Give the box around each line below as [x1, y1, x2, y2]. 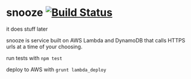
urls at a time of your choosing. [6, 43, 83, 50]
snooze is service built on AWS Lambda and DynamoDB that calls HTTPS [6, 37, 186, 44]
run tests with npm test [6, 54, 62, 61]
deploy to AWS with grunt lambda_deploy [6, 65, 107, 73]
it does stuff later [6, 25, 48, 32]
